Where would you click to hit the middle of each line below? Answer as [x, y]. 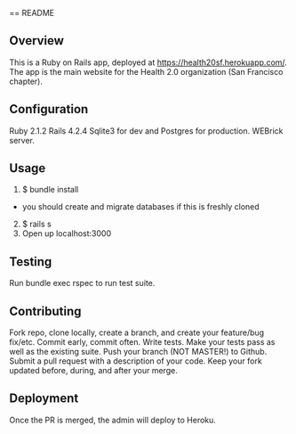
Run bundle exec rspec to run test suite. [82, 283]
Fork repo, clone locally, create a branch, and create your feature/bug [137, 332]
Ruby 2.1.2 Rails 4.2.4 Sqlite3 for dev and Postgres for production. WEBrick [146, 131]
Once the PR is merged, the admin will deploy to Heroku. [112, 420]
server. [22, 140]
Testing [31, 262]
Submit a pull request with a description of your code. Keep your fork [136, 361]
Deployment [44, 399]
